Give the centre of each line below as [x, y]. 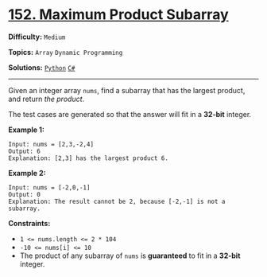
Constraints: [29, 223]
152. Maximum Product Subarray [118, 15]
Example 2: [27, 173]
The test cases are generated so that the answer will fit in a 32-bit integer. [130, 114]
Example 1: [27, 130]
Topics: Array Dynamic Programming [66, 52]
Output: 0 [25, 194]
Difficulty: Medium [37, 37]
